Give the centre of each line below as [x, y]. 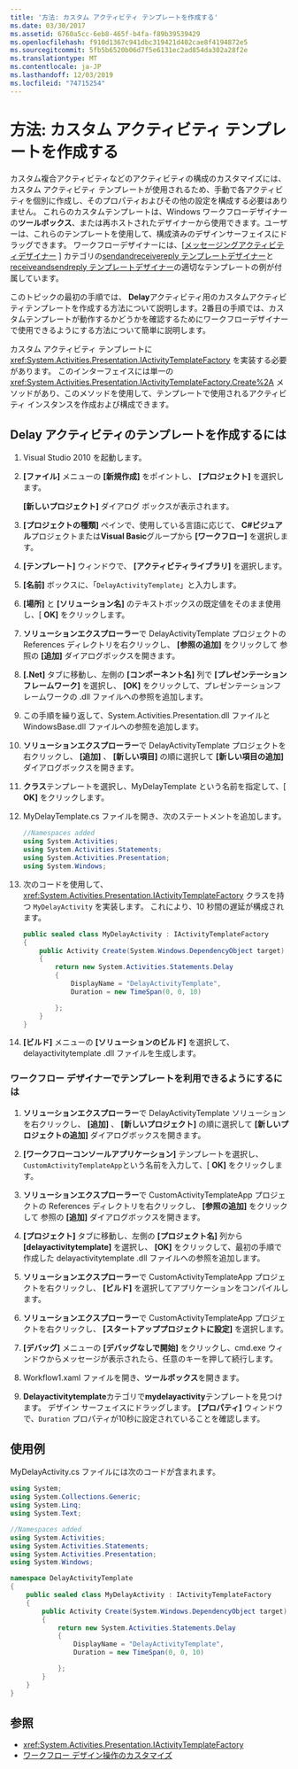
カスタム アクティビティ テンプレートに [81, 349]
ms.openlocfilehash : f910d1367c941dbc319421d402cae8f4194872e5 [129, 42]
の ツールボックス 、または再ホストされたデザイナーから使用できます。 [137, 222]
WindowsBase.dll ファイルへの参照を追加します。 [113, 726]
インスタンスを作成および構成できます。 [100, 404]
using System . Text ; [46, 1514]
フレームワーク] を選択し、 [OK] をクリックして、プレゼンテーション [148, 686]
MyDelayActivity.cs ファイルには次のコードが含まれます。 [115, 1472]
